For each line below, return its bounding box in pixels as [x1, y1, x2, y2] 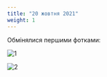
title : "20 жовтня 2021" [7, 10, 79, 17]
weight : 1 [7, 17, 36, 24]
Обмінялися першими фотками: [7, 35, 101, 44]
